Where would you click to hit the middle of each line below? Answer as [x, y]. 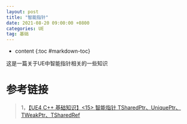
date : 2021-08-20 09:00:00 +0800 [48, 23]
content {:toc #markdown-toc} [53, 51]
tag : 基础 [17, 34]
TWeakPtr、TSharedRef [50, 115]
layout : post [22, 12]
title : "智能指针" [28, 17]
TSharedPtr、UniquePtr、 [150, 108]
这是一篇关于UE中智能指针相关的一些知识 [57, 63]
